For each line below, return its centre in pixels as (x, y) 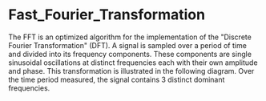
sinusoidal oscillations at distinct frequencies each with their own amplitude (133, 63)
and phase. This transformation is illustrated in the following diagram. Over (131, 71)
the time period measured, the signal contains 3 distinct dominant (117, 79)
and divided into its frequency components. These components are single (130, 54)
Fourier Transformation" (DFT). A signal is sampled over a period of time (127, 45)
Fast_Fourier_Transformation (107, 15)
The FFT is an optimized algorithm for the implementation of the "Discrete (130, 37)
